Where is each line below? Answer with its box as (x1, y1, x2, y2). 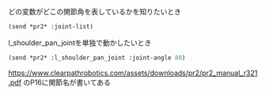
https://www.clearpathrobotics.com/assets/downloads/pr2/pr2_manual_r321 (8, 68, 258, 78)
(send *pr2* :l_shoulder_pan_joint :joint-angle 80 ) (8, 54, 186, 62)
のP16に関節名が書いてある (23, 78, 111, 87)
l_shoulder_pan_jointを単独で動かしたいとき (8, 38, 152, 47)
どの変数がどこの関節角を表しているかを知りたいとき (8, 7, 182, 16)
